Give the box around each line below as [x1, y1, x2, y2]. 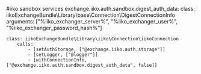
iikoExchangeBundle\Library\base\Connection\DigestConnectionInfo [6, 11, 176, 19]
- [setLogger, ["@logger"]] [28, 52, 98, 58]
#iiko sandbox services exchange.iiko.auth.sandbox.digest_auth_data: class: [6, 5, 196, 12]
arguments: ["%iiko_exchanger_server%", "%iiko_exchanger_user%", [6, 18, 178, 25]
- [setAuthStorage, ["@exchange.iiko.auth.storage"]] [28, 46, 165, 52]
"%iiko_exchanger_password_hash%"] [6, 24, 102, 31]
